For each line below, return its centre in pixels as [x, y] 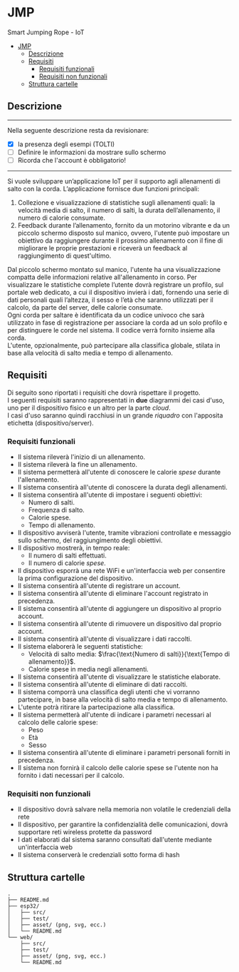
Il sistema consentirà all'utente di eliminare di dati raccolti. [102, 684]
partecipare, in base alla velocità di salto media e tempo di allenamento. [123, 699]
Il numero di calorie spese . [67, 563]
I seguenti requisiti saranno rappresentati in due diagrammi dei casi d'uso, [116, 400]
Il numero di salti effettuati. [67, 556]
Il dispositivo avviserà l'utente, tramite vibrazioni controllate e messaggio [124, 533]
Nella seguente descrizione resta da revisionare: [78, 130]
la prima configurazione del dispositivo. [75, 578]
